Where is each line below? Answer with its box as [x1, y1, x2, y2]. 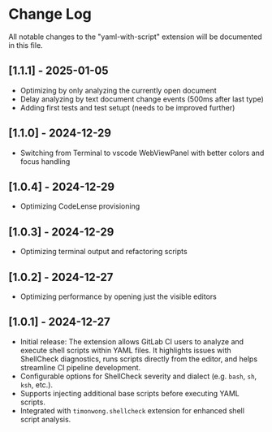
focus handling [19, 156, 71, 166]
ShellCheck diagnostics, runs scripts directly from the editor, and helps [19, 354, 258, 364]
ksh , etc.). [19, 379, 54, 390]
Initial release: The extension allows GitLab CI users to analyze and [19, 336, 244, 346]
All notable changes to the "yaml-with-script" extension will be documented [8, 32, 262, 41]
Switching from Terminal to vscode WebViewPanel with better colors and [19, 148, 265, 158]
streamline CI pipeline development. [19, 362, 141, 372]
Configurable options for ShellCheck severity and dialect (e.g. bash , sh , [19, 371, 257, 381]
